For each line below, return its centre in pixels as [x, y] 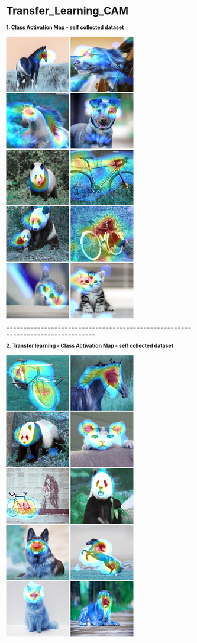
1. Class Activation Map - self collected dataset [65, 27]
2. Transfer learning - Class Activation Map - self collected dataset [90, 345]
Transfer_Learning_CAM [67, 11]
